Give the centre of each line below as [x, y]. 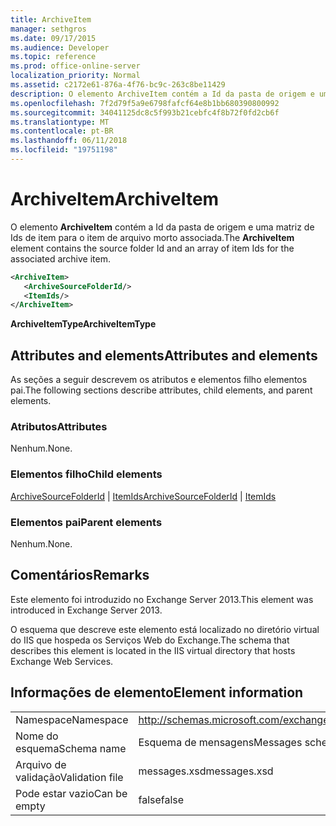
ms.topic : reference [53, 57]
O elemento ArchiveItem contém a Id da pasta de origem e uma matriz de [162, 227]
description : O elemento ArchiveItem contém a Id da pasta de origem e [162, 94]
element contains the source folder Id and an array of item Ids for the [152, 248]
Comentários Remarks [80, 575]
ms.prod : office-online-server [75, 66]
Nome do [37, 736]
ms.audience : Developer [60, 47]
